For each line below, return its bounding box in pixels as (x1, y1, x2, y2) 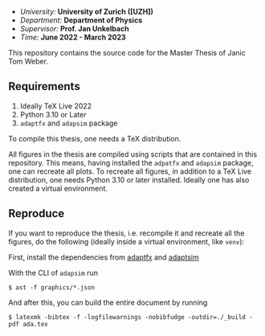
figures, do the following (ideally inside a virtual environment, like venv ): (8, 236, 245, 246)
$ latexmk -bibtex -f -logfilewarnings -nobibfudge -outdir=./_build (8, 313, 247, 321)
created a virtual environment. (8, 183, 108, 193)
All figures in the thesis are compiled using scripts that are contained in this (8, 149, 258, 159)
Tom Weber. (8, 56, 48, 66)
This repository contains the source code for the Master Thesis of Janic (8, 48, 247, 57)
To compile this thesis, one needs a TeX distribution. (8, 133, 181, 143)
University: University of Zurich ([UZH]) (19, 7, 154, 16)
